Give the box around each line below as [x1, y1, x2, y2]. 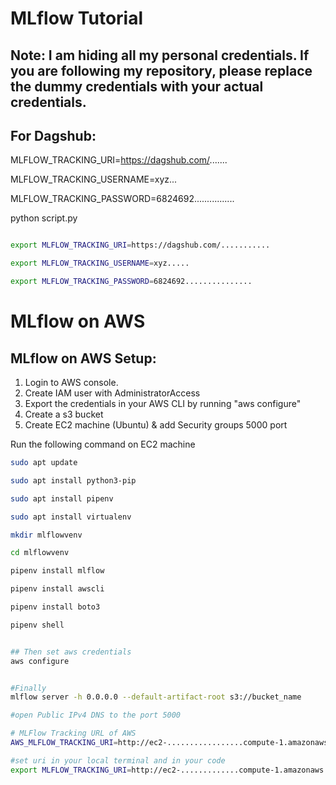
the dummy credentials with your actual [10, 78, 264, 95]
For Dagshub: [10, 127, 97, 144]
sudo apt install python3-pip [10, 475, 137, 486]
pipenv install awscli [10, 584, 105, 594]
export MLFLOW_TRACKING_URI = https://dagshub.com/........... [10, 240, 271, 251]
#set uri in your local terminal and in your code [10, 755, 226, 766]
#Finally [10, 683, 47, 693]
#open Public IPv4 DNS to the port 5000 [10, 710, 182, 721]
